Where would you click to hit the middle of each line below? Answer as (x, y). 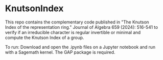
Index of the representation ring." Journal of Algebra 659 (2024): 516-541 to (81, 27)
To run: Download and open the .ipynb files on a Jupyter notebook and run (80, 47)
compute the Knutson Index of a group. (45, 38)
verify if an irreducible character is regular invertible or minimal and (73, 32)
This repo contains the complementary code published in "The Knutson (77, 22)
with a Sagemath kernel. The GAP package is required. (60, 52)
